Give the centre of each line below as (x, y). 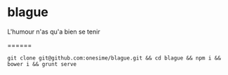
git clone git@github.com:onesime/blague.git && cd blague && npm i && (114, 58)
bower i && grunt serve (42, 64)
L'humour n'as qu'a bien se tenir (54, 32)
